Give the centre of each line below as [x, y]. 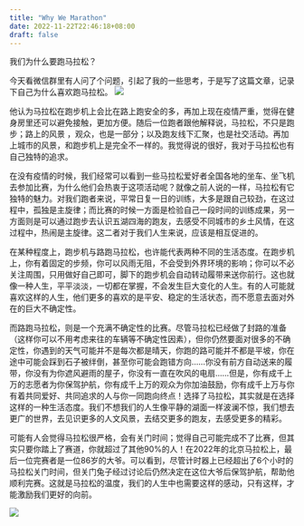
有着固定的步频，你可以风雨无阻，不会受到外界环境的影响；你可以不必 [164, 263]
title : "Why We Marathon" [58, 18]
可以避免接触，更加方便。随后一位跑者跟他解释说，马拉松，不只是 [163, 122]
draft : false [34, 34]
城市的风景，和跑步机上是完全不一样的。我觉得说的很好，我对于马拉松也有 [156, 145]
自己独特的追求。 [41, 157]
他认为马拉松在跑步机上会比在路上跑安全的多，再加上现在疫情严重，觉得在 [148, 112]
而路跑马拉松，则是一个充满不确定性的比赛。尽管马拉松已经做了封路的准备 [148, 328]
